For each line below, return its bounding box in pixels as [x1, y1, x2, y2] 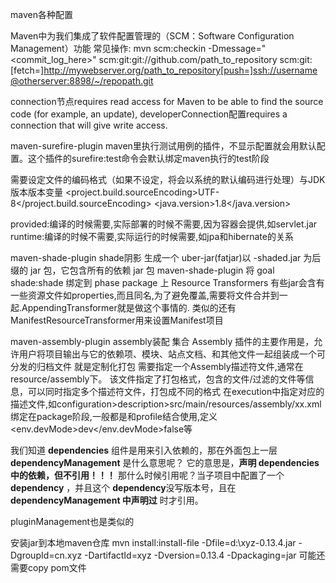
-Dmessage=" [208, 43, 267, 54]
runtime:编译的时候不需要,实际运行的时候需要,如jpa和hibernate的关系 [10, 231, 294, 242]
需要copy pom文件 [10, 562, 87, 573]
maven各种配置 [10, 9, 73, 20]
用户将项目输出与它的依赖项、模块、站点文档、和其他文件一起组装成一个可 [18, 348, 326, 360]
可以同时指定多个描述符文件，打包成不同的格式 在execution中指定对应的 [27, 386, 325, 397]
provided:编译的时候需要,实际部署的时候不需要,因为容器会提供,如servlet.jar [10, 218, 318, 230]
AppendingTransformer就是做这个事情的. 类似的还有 [21, 302, 237, 313]
